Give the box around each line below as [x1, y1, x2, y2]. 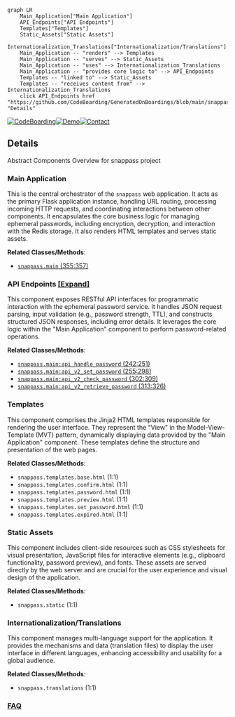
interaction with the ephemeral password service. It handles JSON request [7, 303, 222, 311]
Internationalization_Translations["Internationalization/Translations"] [7, 44, 227, 51]
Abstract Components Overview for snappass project [7, 156, 161, 164]
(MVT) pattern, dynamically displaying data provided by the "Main [35, 430, 226, 439]
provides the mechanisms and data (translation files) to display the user [7, 641, 214, 650]
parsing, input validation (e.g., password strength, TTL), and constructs [7, 310, 213, 319]
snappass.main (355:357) [17, 262, 89, 270]
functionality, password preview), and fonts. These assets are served [7, 558, 206, 567]
